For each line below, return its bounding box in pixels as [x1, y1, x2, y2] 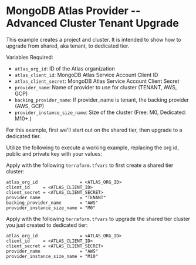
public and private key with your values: [6, 150, 103, 157]
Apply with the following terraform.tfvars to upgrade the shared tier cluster [6, 215, 191, 222]
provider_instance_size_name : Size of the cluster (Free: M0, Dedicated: [14, 109, 187, 116]
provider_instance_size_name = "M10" [6, 253, 99, 259]
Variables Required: [6, 53, 53, 61]
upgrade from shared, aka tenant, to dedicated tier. [6, 42, 130, 49]
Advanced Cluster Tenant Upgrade [6, 16, 179, 30]
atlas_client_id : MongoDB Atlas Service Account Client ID [14, 71, 158, 78]
